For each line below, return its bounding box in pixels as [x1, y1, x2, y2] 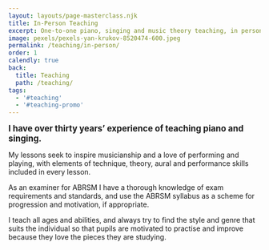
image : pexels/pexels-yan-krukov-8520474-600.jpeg [8, 34, 181, 42]
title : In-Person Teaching [8, 19, 98, 27]
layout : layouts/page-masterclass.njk [8, 11, 138, 20]
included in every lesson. [8, 167, 91, 177]
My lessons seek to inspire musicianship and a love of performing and [8, 150, 239, 160]
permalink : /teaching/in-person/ [8, 42, 120, 50]
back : [8, 64, 26, 72]
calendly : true [8, 57, 59, 65]
